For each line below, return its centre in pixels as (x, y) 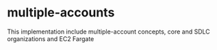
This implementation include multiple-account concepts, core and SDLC (108, 32)
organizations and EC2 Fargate (51, 38)
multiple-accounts (61, 13)
